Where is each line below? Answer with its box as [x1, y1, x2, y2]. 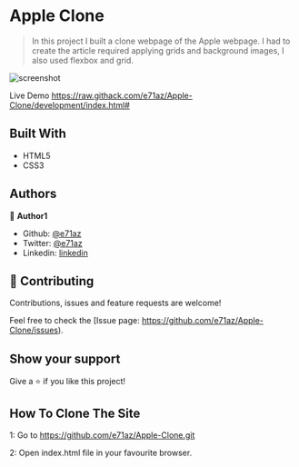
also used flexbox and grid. [31, 55, 135, 65]
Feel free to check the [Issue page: [9, 315, 141, 326]
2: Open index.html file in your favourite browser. [9, 447, 193, 458]
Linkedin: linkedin [22, 247, 88, 258]
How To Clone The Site [9, 405, 141, 421]
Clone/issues [9, 324, 59, 336]
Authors [9, 186, 57, 202]
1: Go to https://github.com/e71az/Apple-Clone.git [9, 430, 195, 441]
